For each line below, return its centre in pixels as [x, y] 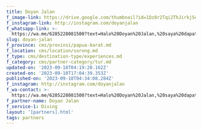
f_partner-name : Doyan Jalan [43, 101]
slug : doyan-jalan [29, 40]
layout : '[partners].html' [40, 112]
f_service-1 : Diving [32, 106]
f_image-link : [24, 17]
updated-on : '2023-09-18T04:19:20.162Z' [58, 67]
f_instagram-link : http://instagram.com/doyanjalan [72, 23]
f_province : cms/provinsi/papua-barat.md [59, 46]
